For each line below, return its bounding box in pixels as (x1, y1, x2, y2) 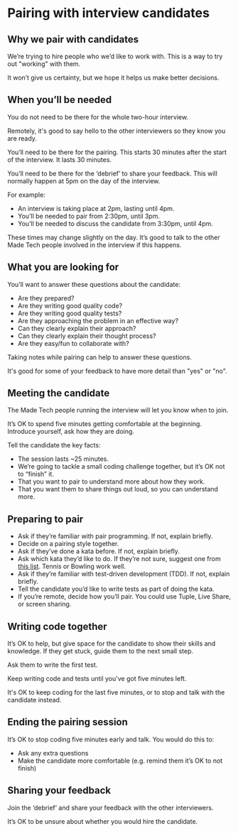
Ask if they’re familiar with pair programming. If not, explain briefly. (17, 532, 213, 540)
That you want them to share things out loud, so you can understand (17, 485, 219, 494)
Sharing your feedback (7, 785, 112, 797)
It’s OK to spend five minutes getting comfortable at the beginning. (7, 420, 202, 428)
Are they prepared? (17, 293, 75, 303)
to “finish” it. (17, 470, 55, 479)
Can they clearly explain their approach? (17, 324, 136, 332)
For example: (7, 190, 46, 199)
